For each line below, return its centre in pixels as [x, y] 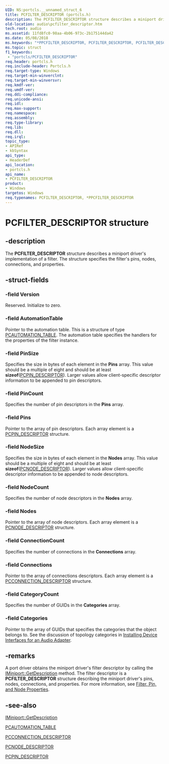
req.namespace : [21, 113]
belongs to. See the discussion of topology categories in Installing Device [81, 635]
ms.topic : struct [23, 47]
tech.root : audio [23, 29]
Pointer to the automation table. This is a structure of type [65, 329]
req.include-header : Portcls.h [38, 66]
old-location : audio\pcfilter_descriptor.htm [54, 24]
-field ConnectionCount [35, 541]
